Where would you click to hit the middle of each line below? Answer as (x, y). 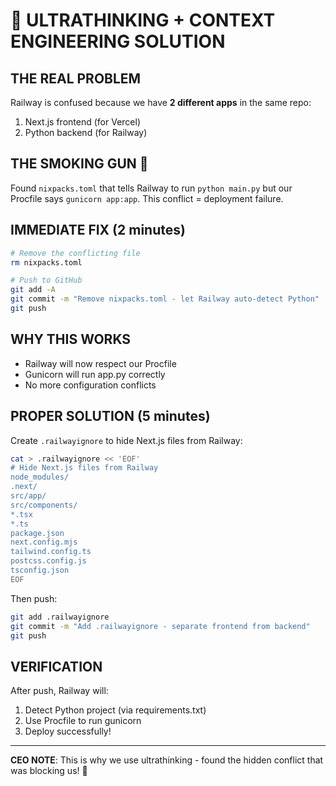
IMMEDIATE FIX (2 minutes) (98, 230)
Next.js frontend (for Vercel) (82, 122)
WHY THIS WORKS (71, 339)
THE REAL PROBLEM (76, 78)
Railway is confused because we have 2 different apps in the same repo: (161, 102)
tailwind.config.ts (51, 552)
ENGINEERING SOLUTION (118, 41)
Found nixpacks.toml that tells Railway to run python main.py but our (151, 188)
